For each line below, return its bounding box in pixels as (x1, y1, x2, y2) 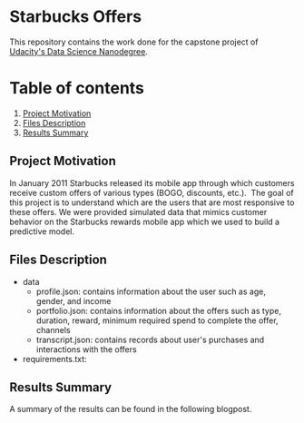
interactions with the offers (35, 343, 138, 355)
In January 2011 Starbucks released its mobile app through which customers (9, 177, 295, 188)
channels (35, 324, 71, 335)
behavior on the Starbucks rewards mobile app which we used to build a (9, 216, 279, 227)
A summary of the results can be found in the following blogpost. (9, 404, 252, 415)
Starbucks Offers (9, 6, 142, 27)
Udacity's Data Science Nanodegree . (9, 45, 148, 56)
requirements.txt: (22, 353, 88, 364)
